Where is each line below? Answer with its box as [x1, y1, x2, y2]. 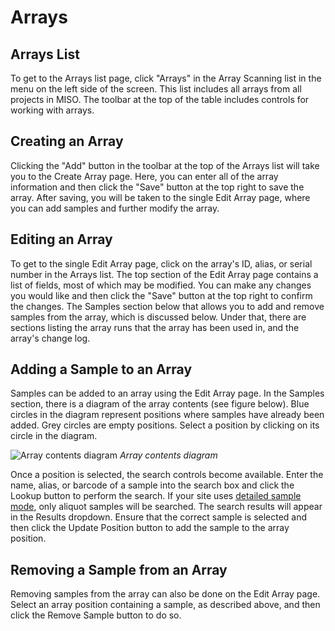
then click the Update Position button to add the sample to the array [10, 522, 290, 534]
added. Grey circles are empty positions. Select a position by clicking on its [10, 419, 320, 431]
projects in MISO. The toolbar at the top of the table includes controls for [10, 94, 310, 105]
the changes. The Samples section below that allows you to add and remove [10, 300, 325, 312]
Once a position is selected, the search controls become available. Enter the [10, 469, 324, 481]
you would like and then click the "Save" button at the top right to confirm [10, 289, 313, 301]
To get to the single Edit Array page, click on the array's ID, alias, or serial [10, 257, 313, 270]
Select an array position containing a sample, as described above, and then [10, 599, 321, 611]
